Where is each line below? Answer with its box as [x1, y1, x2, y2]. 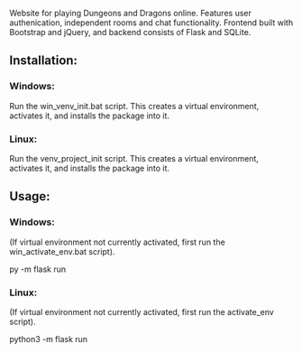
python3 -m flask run [9, 333, 88, 344]
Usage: [9, 189, 51, 204]
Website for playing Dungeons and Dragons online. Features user [9, 8, 252, 18]
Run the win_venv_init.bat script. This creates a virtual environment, [9, 100, 260, 111]
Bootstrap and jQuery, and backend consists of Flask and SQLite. [9, 27, 252, 37]
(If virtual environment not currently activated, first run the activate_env [9, 306, 275, 317]
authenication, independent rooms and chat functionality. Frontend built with [9, 17, 294, 28]
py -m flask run [9, 264, 67, 274]
